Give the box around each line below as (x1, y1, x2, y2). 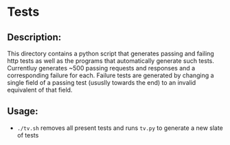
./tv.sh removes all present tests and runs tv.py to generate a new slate (16, 124, 223, 132)
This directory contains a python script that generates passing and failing (7, 49, 214, 57)
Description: (7, 31, 62, 43)
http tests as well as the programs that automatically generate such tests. (7, 57, 215, 65)
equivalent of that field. (7, 86, 73, 94)
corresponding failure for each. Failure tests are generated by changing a (7, 71, 214, 79)
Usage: (7, 105, 39, 117)
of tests (16, 131, 39, 139)
